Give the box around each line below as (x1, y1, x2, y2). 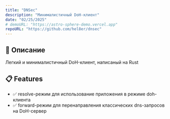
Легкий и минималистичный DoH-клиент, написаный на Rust (5, 59, 139, 65)
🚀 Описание (5, 46, 46, 54)
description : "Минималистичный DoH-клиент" (5, 12, 100, 17)
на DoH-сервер (12, 108, 47, 114)
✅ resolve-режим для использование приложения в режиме (12, 91, 146, 97)
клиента (12, 96, 31, 103)
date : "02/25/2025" (5, 17, 47, 22)
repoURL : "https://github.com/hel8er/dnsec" (5, 27, 102, 32)
